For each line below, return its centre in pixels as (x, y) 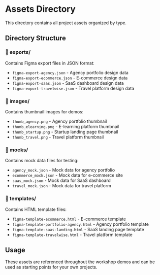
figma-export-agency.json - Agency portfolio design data (70, 72)
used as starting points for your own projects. (51, 267)
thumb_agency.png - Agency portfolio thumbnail (60, 121)
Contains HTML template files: (36, 209)
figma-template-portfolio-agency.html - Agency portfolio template (80, 224)
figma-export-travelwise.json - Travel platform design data (73, 88)
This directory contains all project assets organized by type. (66, 23)
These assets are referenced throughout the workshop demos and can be (80, 262)
